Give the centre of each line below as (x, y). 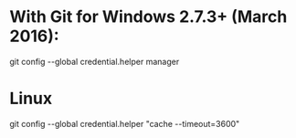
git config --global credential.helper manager (95, 61)
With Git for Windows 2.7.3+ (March (148, 17)
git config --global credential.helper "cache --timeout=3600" (125, 123)
